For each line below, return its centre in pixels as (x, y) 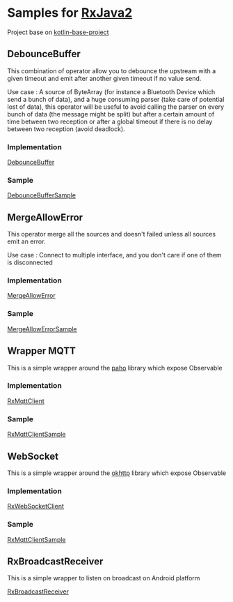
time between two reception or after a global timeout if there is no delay (110, 121)
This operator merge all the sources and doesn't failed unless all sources (112, 234)
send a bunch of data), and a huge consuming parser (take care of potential (116, 99)
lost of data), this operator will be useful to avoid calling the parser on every (116, 107)
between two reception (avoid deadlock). (66, 129)
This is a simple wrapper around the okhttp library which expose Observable (117, 473)
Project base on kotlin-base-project (58, 32)
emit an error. (26, 241)
